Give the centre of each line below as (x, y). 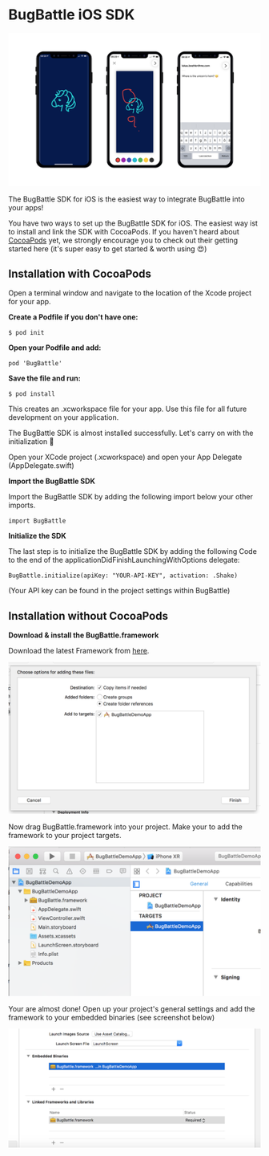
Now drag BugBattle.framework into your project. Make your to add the (125, 827)
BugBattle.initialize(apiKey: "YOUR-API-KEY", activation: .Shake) (123, 576)
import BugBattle (37, 521)
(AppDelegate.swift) (41, 466)
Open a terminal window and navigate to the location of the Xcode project (130, 293)
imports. (22, 505)
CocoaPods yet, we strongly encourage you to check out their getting (123, 240)
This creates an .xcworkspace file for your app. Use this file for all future (128, 409)
